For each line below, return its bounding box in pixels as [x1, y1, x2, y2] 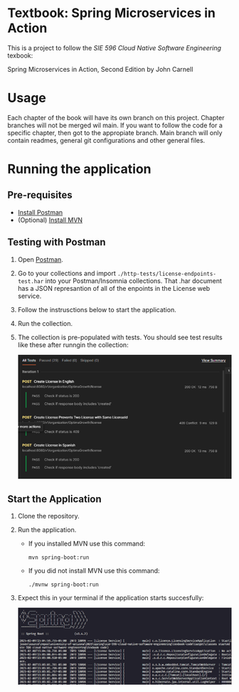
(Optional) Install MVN [17, 215, 83, 224]
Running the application [7, 161, 152, 177]
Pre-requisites [7, 189, 73, 201]
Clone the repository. [17, 511, 80, 520]
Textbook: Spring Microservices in [7, 5, 216, 21]
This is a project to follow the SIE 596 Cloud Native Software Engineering [7, 43, 222, 52]
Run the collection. [17, 319, 73, 328]
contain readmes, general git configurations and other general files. [7, 136, 206, 144]
